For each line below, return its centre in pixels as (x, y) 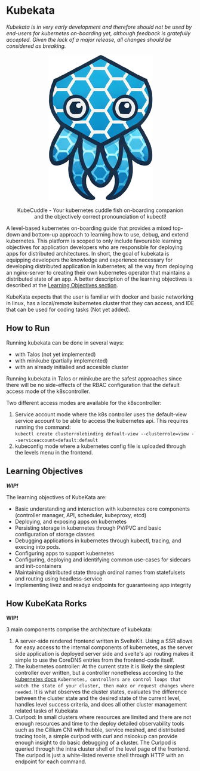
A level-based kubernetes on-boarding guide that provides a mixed (89, 228)
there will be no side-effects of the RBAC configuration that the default (93, 385)
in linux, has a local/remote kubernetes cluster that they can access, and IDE (100, 303)
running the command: (43, 427)
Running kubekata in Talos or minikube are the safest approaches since (94, 378)
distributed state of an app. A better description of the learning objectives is (99, 279)
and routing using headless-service (59, 578)
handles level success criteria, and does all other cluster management (101, 705)
